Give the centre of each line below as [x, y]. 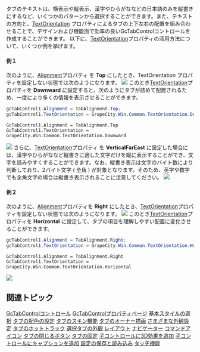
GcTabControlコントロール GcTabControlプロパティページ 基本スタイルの [96, 313]
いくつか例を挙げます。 [50, 46]
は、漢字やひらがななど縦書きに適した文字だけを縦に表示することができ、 [97, 155]
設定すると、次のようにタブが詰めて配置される [125, 90]
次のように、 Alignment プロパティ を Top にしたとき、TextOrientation [91, 75]
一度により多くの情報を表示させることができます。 [79, 98]
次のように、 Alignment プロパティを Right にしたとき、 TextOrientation [92, 206]
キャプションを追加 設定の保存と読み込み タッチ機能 [96, 343]
